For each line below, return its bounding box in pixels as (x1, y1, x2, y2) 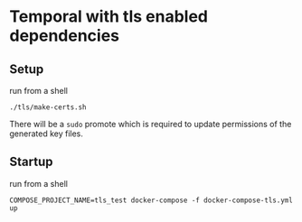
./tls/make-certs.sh (9, 103, 88, 112)
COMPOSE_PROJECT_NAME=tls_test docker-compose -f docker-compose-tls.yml (9, 196, 294, 205)
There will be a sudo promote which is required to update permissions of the (9, 119, 292, 129)
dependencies (9, 25, 120, 46)
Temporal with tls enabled (9, 6, 208, 27)
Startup (9, 154, 53, 170)
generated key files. (9, 128, 84, 139)
